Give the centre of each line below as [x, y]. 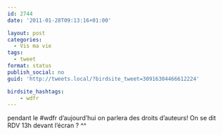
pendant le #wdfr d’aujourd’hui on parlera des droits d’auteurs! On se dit [112, 118]
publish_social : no [36, 72]
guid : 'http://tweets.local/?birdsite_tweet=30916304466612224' [103, 79]
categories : [25, 39]
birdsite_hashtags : [36, 91]
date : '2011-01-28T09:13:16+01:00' [59, 20]
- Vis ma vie [33, 46]
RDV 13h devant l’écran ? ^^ [47, 126]
